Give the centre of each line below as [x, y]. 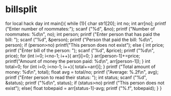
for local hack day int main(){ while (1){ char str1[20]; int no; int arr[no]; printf [86, 23]
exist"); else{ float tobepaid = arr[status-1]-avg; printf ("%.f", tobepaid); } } [84, 88]
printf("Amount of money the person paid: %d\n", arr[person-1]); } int [78, 61]
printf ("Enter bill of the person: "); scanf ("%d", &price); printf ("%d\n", [80, 50]
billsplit [21, 9]
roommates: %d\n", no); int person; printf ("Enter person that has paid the [83, 34]
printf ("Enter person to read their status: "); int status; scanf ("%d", [76, 77]
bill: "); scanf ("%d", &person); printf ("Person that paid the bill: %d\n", [79, 40]
